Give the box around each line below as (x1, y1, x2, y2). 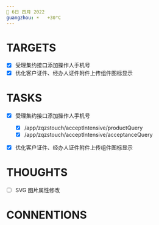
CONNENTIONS (6, 208, 87, 222)
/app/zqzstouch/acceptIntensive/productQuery (24, 124, 143, 131)
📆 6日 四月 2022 (6, 9, 45, 15)
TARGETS (6, 41, 57, 55)
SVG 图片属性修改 (15, 186, 60, 193)
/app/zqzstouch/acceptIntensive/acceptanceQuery (24, 131, 154, 138)
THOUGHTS (6, 165, 68, 179)
